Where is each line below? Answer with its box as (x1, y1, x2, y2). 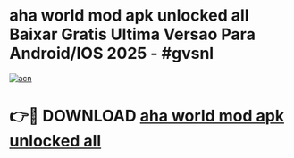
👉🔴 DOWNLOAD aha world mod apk (9, 106, 284, 126)
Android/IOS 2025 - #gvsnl (9, 44, 214, 63)
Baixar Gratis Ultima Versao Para (9, 24, 256, 45)
